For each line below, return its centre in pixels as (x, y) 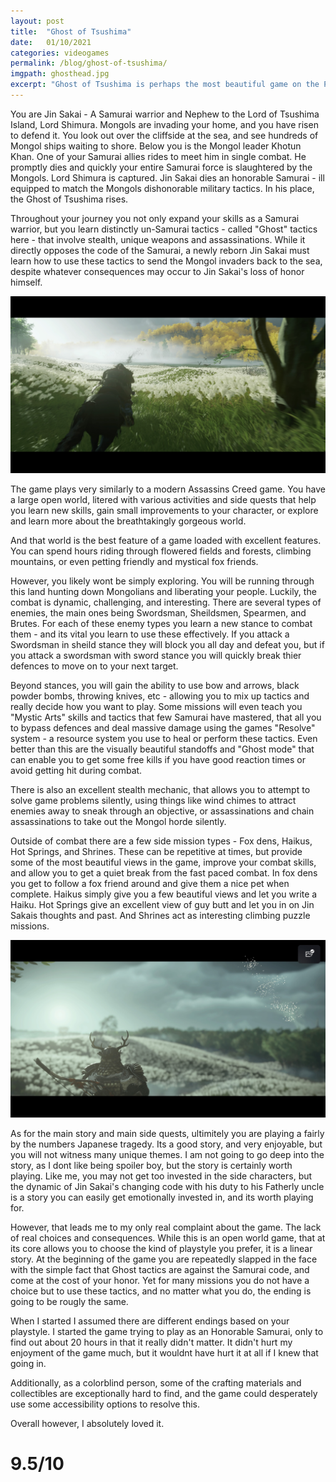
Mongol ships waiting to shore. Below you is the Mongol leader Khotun (156, 146)
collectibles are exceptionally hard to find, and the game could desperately (164, 1393)
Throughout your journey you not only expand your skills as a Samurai (155, 218)
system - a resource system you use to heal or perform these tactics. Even (164, 739)
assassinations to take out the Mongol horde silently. (118, 822)
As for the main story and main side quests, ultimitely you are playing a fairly (167, 1133)
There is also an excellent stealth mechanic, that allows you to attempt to (160, 790)
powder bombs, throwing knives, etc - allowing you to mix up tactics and (160, 696)
